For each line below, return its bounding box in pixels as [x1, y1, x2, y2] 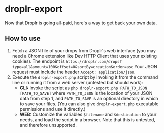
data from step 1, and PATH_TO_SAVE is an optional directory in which [19, 95, 158, 101]
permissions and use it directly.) [19, 106, 86, 112]
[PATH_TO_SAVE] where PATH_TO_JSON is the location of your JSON [19, 90, 153, 96]
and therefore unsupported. [19, 122, 77, 128]
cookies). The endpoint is [12, 58, 65, 64]
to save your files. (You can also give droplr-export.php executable [19, 101, 159, 107]
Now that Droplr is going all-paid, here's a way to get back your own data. [5, 20, 157, 26]
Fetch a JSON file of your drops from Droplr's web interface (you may [12, 47, 156, 53]
